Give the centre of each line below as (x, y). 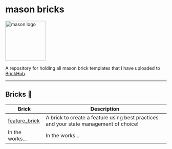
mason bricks (35, 9)
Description (105, 109)
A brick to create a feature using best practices (102, 117)
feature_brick (24, 120)
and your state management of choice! (92, 124)
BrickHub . (16, 73)
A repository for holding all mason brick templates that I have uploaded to (83, 68)
